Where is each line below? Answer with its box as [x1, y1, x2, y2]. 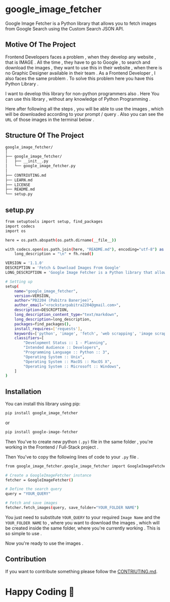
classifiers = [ [14, 336, 44, 341]
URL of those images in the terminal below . [5, 116, 95, 123]
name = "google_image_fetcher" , [14, 289, 78, 294]
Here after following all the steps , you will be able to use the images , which [5, 105, 164, 112]
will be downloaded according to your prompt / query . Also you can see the [5, 111, 164, 117]
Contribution [5, 555, 47, 564]
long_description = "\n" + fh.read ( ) [14, 252, 94, 257]
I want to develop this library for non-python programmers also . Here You [5, 90, 159, 97]
